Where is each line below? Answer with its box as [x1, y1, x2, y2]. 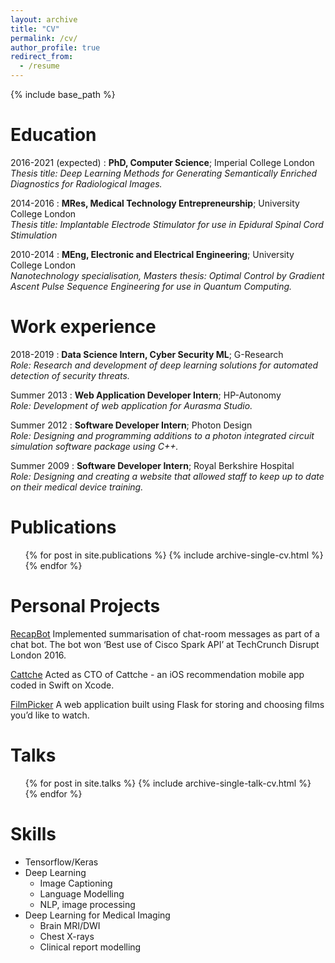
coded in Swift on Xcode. [10, 679, 115, 691]
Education [10, 124, 97, 146]
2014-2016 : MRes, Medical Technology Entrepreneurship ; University [10, 197, 300, 209]
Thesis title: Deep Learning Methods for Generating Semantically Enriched [10, 167, 318, 179]
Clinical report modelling [39, 941, 142, 953]
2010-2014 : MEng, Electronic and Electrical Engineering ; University [10, 248, 295, 260]
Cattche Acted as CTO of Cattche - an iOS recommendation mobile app [10, 668, 305, 680]
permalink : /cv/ [10, 33, 78, 43]
